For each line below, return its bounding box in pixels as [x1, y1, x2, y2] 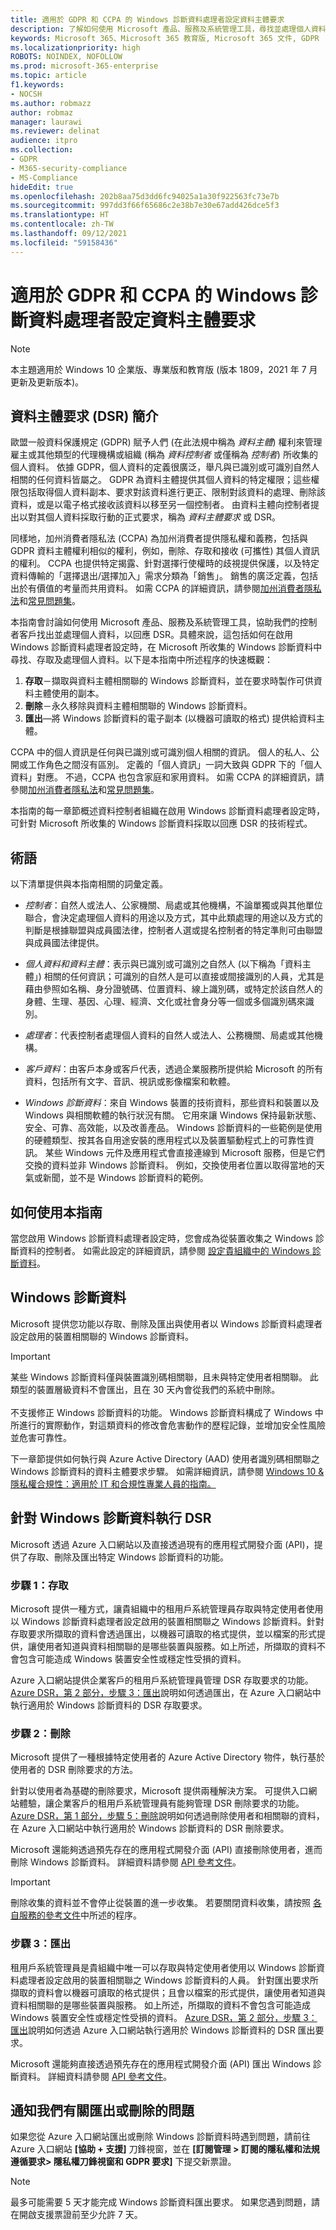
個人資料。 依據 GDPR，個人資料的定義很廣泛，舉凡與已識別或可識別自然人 [10, 461, 320, 473]
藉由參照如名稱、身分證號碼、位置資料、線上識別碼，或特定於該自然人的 [24, 983, 323, 995]
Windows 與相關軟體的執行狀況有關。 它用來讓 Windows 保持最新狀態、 [24, 1109, 322, 1121]
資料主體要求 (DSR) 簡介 [10, 407, 159, 425]
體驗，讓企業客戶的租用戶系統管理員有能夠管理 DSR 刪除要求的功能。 [18, 1797, 305, 1810]
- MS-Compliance [10, 172, 78, 183]
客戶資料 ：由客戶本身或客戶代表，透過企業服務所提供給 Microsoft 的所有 [24, 1063, 324, 1075]
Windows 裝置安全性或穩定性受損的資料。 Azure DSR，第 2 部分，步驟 [10, 2011, 302, 2023]
